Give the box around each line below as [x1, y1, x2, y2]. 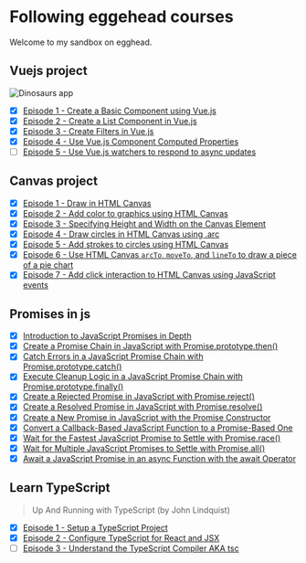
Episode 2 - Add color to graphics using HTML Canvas [22, 207, 228, 218]
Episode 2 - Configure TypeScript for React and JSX [22, 532, 220, 543]
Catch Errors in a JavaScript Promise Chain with [22, 351, 204, 362]
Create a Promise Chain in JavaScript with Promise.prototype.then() [22, 341, 279, 352]
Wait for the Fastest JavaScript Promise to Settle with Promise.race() [22, 432, 281, 443]
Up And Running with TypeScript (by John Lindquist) [31, 505, 231, 515]
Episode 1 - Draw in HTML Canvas [22, 197, 152, 208]
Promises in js [9, 306, 91, 322]
